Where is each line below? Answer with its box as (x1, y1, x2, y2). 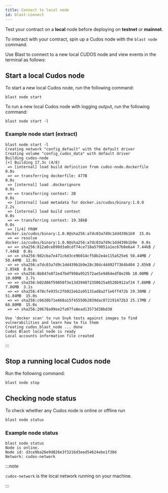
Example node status (5, 429, 58, 437)
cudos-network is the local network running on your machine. (5, 473, 132, 479)
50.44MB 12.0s (5, 258, 38, 263)
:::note (5, 463, 19, 469)
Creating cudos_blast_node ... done (5, 324, 83, 329)
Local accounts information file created (5, 333, 94, 338)
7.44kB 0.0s (5, 249, 33, 254)
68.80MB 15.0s (5, 302, 38, 307)
